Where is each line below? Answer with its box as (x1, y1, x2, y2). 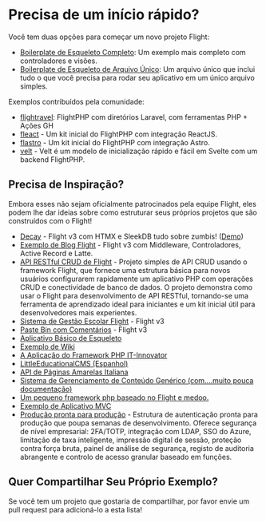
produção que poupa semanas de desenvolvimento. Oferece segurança (19, 417, 257, 428)
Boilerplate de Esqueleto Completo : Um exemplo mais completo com (19, 47, 246, 57)
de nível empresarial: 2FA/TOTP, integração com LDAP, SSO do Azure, (19, 426, 252, 436)
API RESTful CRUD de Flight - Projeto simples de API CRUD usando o (19, 257, 248, 267)
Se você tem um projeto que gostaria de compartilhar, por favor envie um (8, 496, 250, 506)
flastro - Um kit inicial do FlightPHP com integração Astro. (19, 137, 210, 147)
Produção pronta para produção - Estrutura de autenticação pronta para (19, 409, 258, 419)
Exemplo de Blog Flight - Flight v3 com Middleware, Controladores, (19, 239, 241, 249)
